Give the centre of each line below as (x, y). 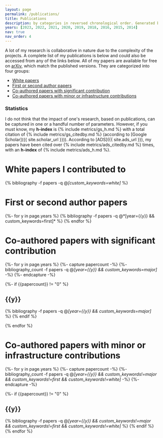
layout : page (18, 9)
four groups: (17, 71)
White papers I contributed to (65, 170)
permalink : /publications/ (32, 14)
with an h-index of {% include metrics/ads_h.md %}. (58, 150)
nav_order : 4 (18, 37)
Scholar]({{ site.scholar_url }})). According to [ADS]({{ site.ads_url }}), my (78, 140)
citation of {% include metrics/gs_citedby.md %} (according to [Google (76, 134)
